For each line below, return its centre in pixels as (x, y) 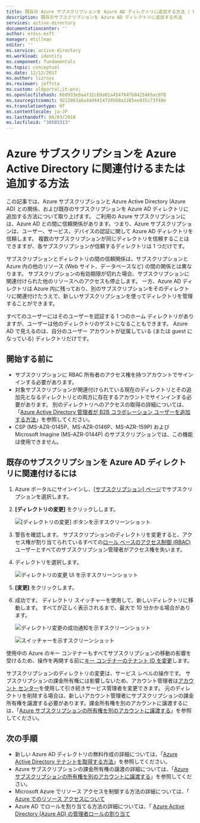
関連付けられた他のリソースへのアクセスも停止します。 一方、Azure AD (94, 281)
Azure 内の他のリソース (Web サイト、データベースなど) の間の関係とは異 (96, 267)
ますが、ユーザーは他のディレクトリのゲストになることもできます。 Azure (97, 324)
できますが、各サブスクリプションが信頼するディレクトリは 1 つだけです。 (97, 246)
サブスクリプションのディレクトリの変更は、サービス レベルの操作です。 (95, 673)
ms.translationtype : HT (36, 106)
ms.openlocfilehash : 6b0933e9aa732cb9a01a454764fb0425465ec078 (86, 95)
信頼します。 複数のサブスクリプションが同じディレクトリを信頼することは (98, 239)
